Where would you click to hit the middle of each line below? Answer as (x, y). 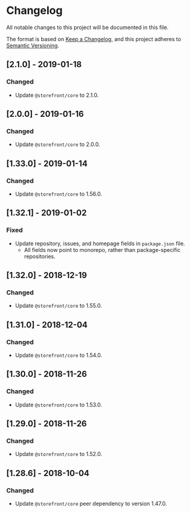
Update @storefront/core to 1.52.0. (59, 454)
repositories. (40, 256)
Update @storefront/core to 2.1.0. (57, 95)
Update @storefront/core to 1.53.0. (59, 405)
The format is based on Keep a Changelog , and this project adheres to (94, 39)
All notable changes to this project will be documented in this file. (88, 27)
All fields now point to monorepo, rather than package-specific (102, 250)
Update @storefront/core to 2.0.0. (57, 144)
